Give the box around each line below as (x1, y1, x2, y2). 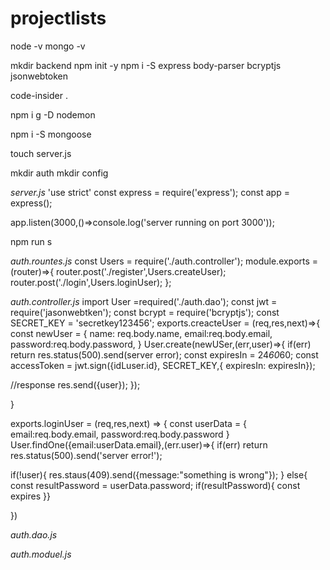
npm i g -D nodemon (10, 108, 96, 121)
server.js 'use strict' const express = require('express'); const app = (10, 186, 290, 198)
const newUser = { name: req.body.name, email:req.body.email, (10, 327, 273, 339)
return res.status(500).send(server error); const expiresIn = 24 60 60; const (10, 348, 319, 361)
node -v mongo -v (10, 40, 86, 52)
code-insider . (10, 89, 68, 101)
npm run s (10, 235, 53, 247)
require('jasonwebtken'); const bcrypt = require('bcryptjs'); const (10, 306, 280, 318)
